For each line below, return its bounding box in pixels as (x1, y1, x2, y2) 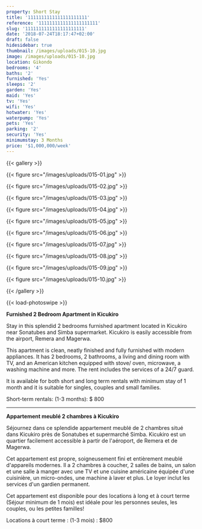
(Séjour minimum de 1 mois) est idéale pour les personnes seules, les (6, 498, 177, 506)
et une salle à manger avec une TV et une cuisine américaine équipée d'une (6, 468, 194, 475)
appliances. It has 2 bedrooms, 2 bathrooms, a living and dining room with (6, 352, 190, 360)
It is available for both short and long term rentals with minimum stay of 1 (6, 377, 186, 384)
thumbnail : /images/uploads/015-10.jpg (6, 48, 106, 54)
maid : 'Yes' (6, 92, 36, 98)
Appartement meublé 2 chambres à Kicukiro (6, 413, 119, 420)
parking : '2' (6, 126, 39, 132)
